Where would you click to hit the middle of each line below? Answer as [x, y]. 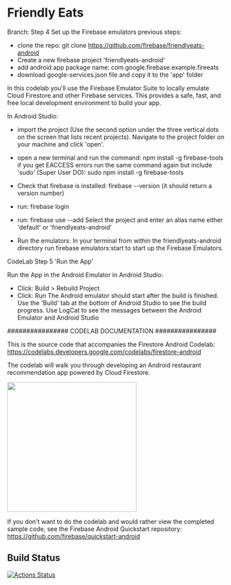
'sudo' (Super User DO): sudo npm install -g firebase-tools [100, 172]
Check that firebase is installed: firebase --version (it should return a [114, 185]
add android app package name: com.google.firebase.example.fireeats [118, 67]
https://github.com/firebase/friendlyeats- [147, 45]
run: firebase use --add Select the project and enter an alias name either [120, 220]
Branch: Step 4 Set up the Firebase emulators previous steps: [94, 32]
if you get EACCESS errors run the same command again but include [114, 165]
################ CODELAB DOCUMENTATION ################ [112, 331]
